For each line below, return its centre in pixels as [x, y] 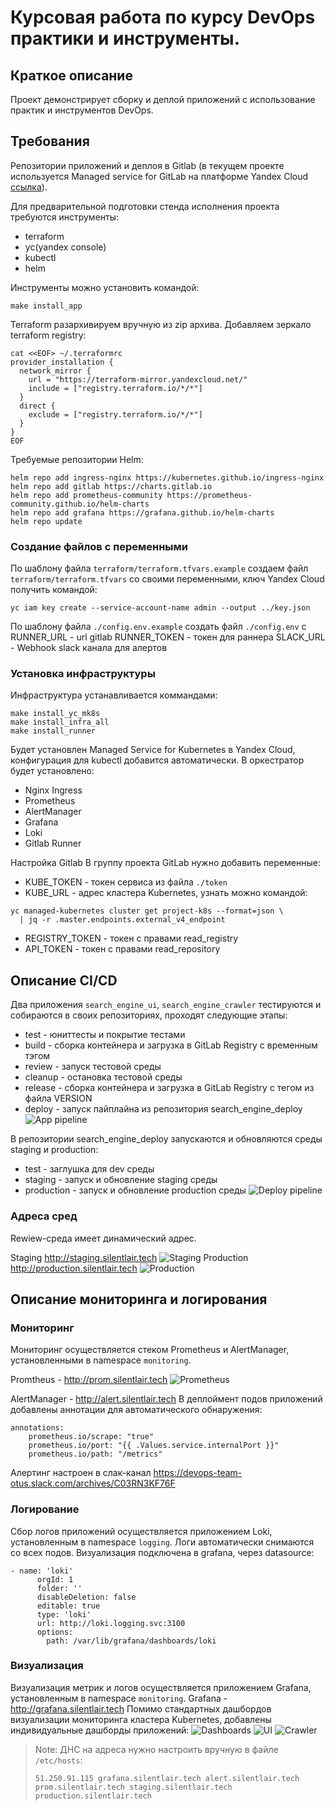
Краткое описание [71, 75]
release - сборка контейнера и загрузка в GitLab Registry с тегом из [169, 1088]
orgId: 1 [55, 1579]
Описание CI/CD [64, 980]
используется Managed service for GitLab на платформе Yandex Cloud [159, 176]
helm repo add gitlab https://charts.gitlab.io [111, 486]
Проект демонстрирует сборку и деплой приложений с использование [163, 99]
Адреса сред [44, 1216]
